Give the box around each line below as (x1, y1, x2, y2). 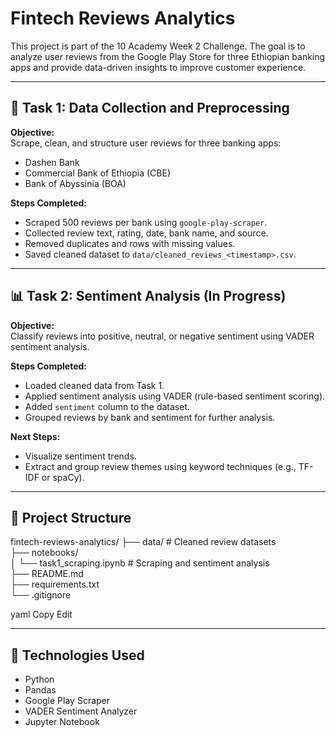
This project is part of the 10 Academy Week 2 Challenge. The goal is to (10, 40, 306, 52)
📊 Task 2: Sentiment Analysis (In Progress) (10, 288, 287, 305)
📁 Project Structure (10, 509, 132, 526)
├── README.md (10, 568, 84, 580)
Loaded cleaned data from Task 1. (24, 379, 165, 391)
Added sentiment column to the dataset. (24, 400, 191, 412)
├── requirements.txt (10, 578, 100, 591)
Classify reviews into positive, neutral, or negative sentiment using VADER (10, 330, 315, 342)
